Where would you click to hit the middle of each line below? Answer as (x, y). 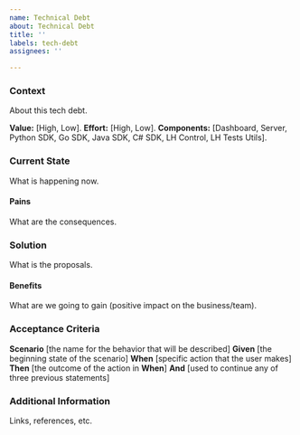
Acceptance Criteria (55, 329)
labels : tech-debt (44, 43)
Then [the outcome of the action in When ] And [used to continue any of (144, 368)
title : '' (28, 34)
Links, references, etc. (51, 421)
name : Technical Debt (50, 18)
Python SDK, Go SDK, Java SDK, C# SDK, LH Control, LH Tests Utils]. (138, 137)
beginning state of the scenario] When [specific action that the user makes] (150, 358)
